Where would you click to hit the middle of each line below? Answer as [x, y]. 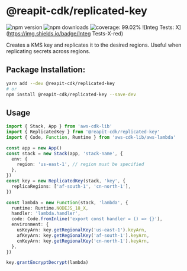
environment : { [30, 225]
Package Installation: [46, 70]
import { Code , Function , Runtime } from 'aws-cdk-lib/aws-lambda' [91, 137]
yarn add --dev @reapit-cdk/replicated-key [61, 83]
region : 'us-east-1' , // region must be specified [80, 164]
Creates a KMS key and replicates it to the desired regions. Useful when [94, 45]
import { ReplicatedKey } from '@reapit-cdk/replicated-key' [83, 132]
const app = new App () [34, 148]
